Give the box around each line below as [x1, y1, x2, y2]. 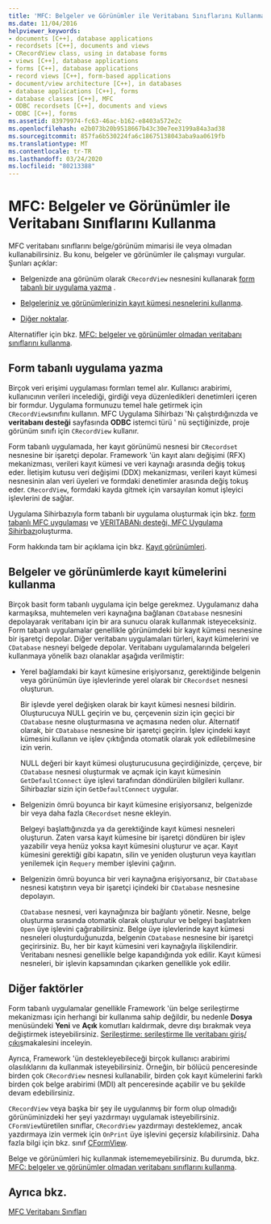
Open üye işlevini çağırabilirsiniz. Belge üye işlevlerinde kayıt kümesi [19, 924, 244, 934]
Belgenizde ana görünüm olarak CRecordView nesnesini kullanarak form [19, 274, 256, 284]
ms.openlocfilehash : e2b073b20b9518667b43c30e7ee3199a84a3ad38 [8, 125, 226, 133]
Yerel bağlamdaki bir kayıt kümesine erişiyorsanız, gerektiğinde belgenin [19, 667, 261, 676]
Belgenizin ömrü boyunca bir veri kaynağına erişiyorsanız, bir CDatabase [19, 874, 258, 883]
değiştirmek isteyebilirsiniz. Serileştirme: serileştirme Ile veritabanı [8, 1029, 228, 1039]
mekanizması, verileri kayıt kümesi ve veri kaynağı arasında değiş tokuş [8, 459, 246, 468]
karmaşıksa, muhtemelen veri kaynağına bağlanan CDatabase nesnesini [8, 608, 244, 617]
